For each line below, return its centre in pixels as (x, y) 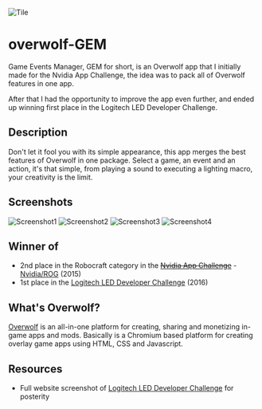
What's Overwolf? (55, 307)
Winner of (33, 246)
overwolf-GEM (58, 45)
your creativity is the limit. (51, 177)
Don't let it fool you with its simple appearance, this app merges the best (127, 151)
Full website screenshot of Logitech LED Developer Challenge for (127, 388)
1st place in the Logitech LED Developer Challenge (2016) (114, 282)
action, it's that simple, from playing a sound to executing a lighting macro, (131, 168)
